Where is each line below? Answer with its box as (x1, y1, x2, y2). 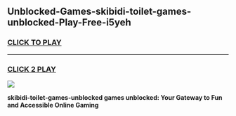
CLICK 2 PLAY (7, 64, 56, 74)
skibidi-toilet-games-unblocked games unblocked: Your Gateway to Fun (7, 93, 223, 101)
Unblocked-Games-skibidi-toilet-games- (7, 6, 192, 18)
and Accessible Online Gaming (7, 101, 99, 109)
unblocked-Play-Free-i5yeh (7, 17, 131, 29)
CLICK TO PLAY (7, 38, 62, 48)
